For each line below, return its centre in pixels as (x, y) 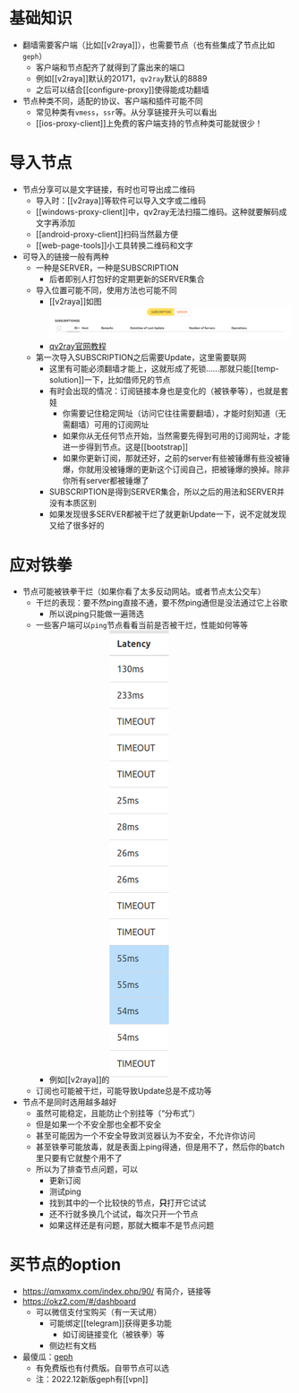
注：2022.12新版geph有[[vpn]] (92, 1380)
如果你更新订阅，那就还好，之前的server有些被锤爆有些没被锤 (176, 459)
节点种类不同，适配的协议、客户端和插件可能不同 (112, 100)
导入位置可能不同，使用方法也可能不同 (106, 290)
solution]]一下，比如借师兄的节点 (110, 380)
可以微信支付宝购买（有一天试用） (98, 1312)
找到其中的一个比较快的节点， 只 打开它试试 (128, 1203)
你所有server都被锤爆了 (106, 481)
